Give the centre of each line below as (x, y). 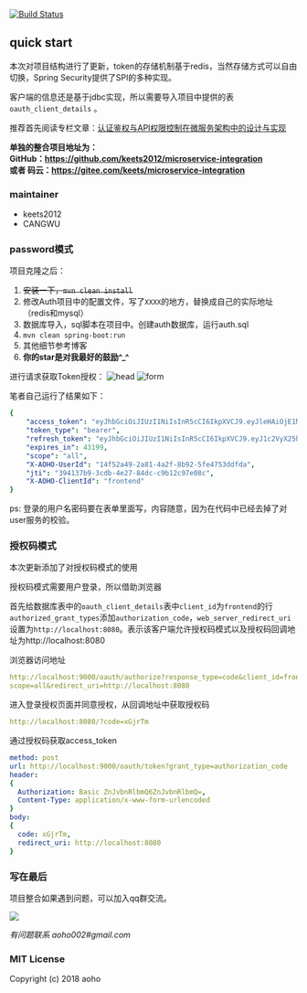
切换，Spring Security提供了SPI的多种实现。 (93, 77)
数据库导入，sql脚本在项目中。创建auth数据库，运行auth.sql (136, 325)
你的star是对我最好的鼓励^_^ (76, 358)
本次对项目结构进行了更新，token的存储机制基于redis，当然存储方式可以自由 (153, 66)
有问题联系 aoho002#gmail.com (70, 934)
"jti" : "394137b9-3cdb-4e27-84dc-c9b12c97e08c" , (120, 473)
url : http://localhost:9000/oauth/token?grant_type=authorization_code (148, 766)
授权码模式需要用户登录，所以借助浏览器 (85, 587)
